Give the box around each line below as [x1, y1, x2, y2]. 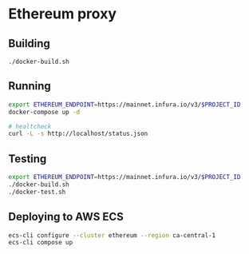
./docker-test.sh [8, 188, 66, 196]
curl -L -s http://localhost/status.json [8, 129, 148, 138]
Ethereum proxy [8, 5, 117, 23]
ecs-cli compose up [8, 239, 73, 247]
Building [8, 37, 50, 50]
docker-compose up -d [8, 108, 81, 116]
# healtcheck [8, 122, 52, 130]
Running [8, 79, 52, 93]
